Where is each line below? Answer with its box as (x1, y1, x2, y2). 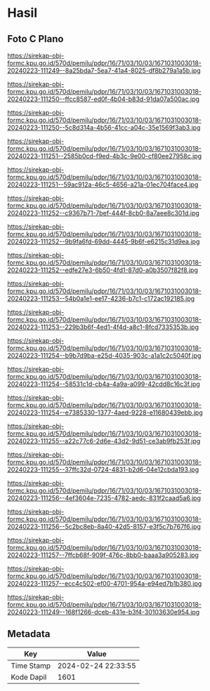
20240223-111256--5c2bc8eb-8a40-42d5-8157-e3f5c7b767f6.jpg (7, 523, 202, 530)
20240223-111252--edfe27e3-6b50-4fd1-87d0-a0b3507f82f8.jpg (7, 266, 198, 274)
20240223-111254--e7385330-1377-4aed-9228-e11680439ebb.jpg (7, 408, 203, 417)
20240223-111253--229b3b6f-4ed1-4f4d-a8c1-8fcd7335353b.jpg (7, 323, 199, 331)
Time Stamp (11, 661, 51, 671)
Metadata (7, 628, 51, 640)
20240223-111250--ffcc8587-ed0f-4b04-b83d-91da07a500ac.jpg (7, 95, 200, 103)
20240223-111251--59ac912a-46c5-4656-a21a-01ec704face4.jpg (7, 180, 199, 189)
